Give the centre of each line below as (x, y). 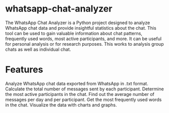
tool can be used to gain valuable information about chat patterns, (74, 33)
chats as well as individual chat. (38, 49)
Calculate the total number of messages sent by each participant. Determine (84, 89)
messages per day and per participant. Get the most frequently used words (83, 99)
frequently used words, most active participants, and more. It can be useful (83, 39)
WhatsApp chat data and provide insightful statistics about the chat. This (81, 28)
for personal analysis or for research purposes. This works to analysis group (84, 44)
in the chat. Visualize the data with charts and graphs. (61, 105)
